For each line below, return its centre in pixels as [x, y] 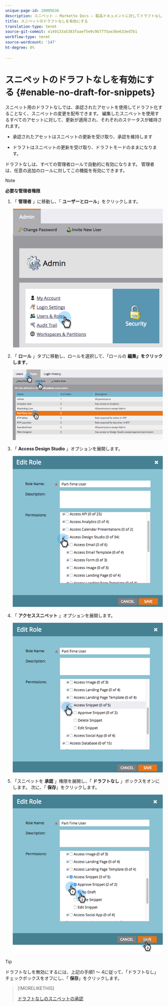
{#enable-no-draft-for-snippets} [85, 92]
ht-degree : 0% [20, 48]
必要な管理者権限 [23, 191]
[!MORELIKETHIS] [36, 988]
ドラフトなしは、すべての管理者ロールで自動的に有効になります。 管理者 [80, 164]
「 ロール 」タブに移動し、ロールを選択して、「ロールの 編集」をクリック [87, 356]
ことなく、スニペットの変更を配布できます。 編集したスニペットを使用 [82, 113]
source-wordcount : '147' [31, 43]
